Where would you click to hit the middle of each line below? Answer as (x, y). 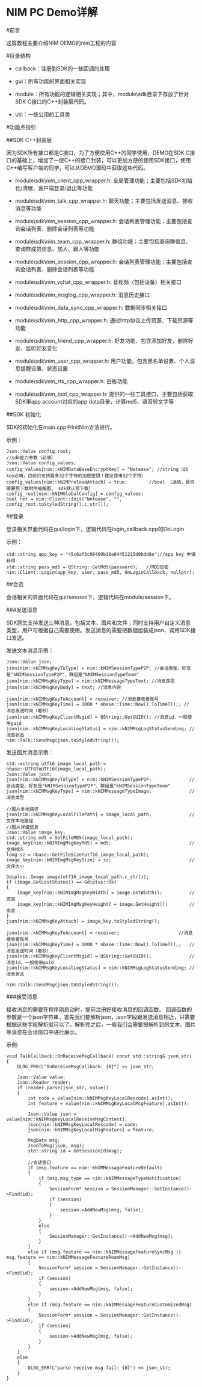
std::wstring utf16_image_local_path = (56, 764)
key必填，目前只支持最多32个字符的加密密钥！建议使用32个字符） (76, 476)
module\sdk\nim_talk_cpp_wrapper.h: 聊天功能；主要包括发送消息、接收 (104, 201)
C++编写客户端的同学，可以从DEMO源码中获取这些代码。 (78, 168)
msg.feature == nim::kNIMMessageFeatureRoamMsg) (68, 1257)
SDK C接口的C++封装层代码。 (52, 101)
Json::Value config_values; (41, 463)
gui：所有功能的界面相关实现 (50, 81)
